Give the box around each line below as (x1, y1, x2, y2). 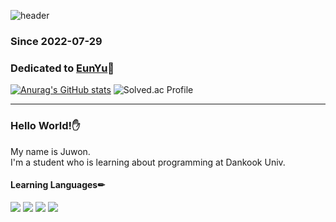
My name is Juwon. (10, 145, 91, 157)
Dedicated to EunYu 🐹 (10, 61, 115, 75)
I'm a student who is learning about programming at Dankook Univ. (10, 156, 286, 168)
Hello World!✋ (10, 119, 81, 133)
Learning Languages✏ (10, 179, 105, 191)
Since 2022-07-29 (10, 34, 103, 48)
